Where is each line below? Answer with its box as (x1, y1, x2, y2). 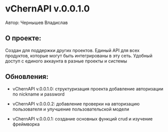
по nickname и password (12, 91, 65, 97)
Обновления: (5, 72, 49, 81)
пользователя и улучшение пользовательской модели (12, 106, 129, 112)
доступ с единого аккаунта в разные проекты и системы (5, 58, 127, 64)
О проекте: (5, 34, 42, 42)
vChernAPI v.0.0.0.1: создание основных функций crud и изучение (12, 115, 153, 121)
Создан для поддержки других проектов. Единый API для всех (5, 47, 140, 53)
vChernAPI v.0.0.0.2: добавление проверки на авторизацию (12, 100, 140, 106)
